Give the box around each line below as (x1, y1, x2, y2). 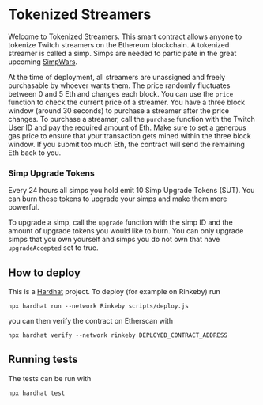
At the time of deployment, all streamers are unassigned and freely (8, 72, 226, 81)
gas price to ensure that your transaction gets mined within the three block (8, 131, 251, 140)
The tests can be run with (8, 373, 92, 383)
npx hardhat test (8, 389, 66, 397)
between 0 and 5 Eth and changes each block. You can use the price (8, 89, 234, 98)
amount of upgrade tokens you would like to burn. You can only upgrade (8, 226, 244, 236)
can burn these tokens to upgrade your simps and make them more (8, 194, 227, 203)
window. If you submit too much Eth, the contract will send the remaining (8, 139, 245, 149)
